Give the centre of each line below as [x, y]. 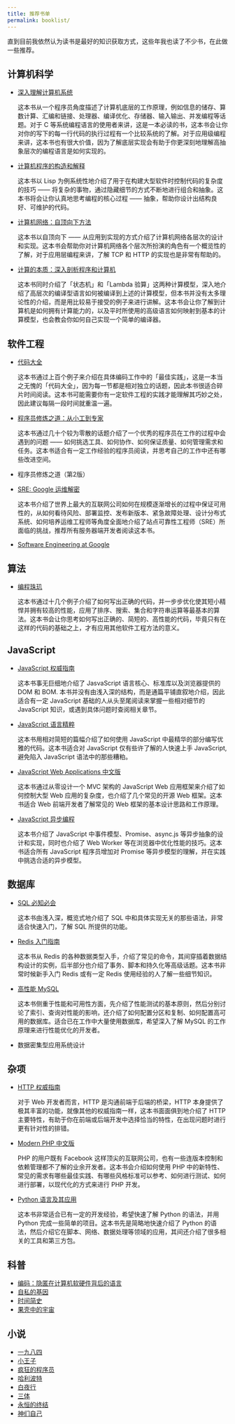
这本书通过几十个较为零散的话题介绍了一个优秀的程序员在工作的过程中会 [121, 433]
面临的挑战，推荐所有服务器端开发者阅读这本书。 [88, 531]
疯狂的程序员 [36, 1370]
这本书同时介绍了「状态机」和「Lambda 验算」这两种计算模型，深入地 [119, 284]
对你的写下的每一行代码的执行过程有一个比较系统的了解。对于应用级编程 [121, 133]
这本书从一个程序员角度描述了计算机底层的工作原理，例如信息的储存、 [119, 107]
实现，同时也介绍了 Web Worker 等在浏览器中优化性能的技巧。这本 [126, 842]
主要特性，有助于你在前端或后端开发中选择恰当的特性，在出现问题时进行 [121, 1119]
